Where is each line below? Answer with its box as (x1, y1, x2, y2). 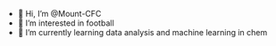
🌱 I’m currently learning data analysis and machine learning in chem (17, 27, 268, 37)
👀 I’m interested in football (17, 18, 114, 28)
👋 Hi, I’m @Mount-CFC (17, 9, 102, 19)
